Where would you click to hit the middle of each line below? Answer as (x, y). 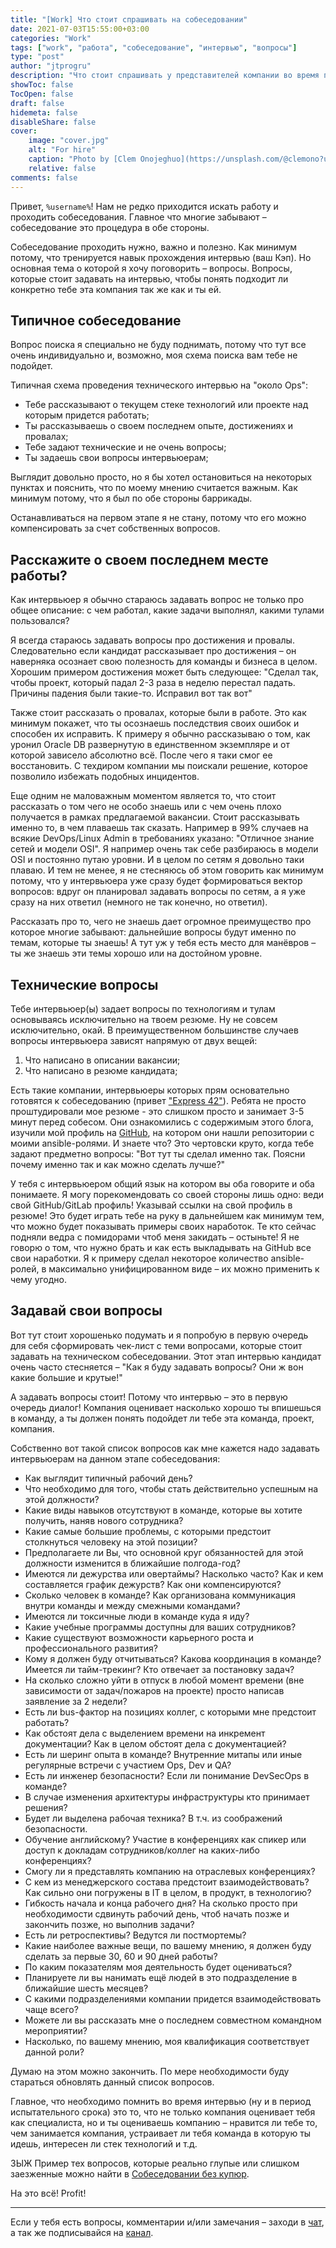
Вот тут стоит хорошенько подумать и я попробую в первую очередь (159, 1335)
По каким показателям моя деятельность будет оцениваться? (158, 1967)
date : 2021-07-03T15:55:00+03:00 (80, 29)
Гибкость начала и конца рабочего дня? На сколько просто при (161, 1903)
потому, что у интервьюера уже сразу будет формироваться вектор (156, 881)
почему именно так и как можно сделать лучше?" (118, 1164)
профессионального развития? (91, 1648)
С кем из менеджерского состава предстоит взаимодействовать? (167, 1882)
